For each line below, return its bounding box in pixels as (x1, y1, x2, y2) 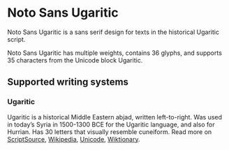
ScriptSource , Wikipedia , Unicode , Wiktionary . (7, 135, 140, 143)
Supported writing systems (7, 76, 129, 88)
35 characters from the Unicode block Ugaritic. (7, 56, 143, 64)
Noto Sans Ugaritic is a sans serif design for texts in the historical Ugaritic (7, 28, 220, 36)
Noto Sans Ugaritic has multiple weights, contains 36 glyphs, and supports (7, 49, 222, 57)
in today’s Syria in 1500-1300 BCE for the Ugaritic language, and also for (7, 120, 215, 128)
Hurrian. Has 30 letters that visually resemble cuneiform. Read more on (7, 127, 212, 136)
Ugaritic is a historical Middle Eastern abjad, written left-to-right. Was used (7, 112, 222, 121)
